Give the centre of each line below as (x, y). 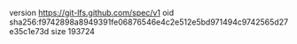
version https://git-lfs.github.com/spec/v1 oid (92, 13)
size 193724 (73, 31)
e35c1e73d (29, 31)
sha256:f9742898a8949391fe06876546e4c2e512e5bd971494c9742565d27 (149, 22)
